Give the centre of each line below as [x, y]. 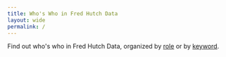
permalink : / [26, 26]
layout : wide [26, 20]
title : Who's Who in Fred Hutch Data [63, 14]
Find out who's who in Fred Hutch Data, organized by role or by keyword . [113, 47]
